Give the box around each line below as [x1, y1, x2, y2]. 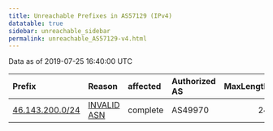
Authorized [171, 76, 217, 87]
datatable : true [8, 19, 63, 27]
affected [128, 81, 162, 92]
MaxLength [223, 81, 270, 92]
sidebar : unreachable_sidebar [8, 27, 111, 35]
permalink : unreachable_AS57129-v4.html [8, 34, 148, 43]
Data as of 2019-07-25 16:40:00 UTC [8, 57, 132, 66]
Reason [88, 81, 118, 92]
